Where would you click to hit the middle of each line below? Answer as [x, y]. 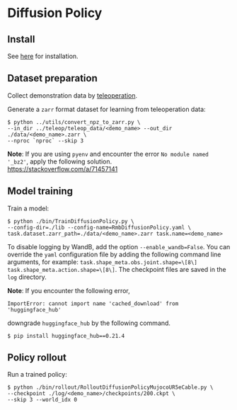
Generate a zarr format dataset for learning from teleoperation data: [107, 109]
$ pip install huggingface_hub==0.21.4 [66, 336]
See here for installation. [43, 56]
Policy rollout [37, 358]
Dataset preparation [52, 78]
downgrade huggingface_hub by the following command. [89, 323]
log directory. [27, 277]
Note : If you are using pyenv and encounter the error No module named [108, 154]
